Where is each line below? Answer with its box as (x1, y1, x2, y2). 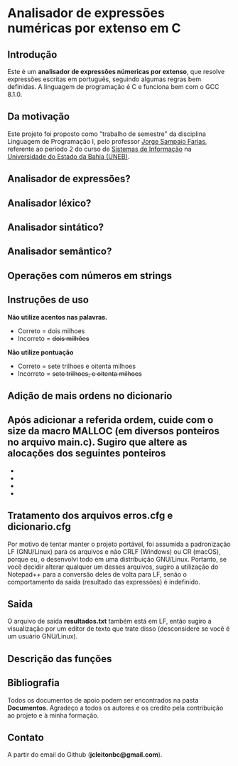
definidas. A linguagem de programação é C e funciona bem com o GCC (7, 83, 220, 90)
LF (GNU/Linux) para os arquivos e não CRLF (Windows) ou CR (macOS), (7, 547, 222, 556)
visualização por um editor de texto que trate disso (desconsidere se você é (7, 624, 230, 633)
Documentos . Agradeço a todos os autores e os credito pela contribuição (7, 703, 224, 712)
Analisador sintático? (7, 221, 104, 233)
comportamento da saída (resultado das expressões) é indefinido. (7, 577, 200, 586)
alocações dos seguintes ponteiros (7, 447, 166, 460)
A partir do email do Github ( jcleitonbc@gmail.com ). (7, 750, 163, 759)
